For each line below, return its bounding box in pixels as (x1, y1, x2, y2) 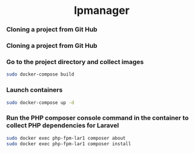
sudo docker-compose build (6, 71, 74, 77)
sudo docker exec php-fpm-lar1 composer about (6, 135, 126, 141)
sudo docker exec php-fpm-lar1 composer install (6, 140, 131, 147)
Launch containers (6, 86, 63, 94)
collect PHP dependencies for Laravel (6, 122, 119, 130)
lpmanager (73, 4, 130, 18)
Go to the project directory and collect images (6, 57, 144, 66)
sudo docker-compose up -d (6, 99, 74, 106)
